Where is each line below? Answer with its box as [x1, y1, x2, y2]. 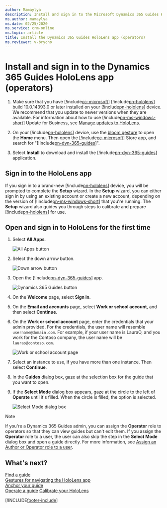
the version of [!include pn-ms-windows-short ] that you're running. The [5, 198, 151, 204]
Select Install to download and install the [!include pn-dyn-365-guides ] [12, 150, 158, 156]
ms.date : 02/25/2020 [5, 21, 48, 26]
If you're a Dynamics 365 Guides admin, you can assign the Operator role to [5, 423, 162, 429]
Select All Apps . [12, 237, 46, 243]
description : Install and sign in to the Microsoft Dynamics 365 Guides [5, 12, 159, 17]
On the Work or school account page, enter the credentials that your [12, 319, 154, 325]
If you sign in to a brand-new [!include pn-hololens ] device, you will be [5, 182, 149, 188]
